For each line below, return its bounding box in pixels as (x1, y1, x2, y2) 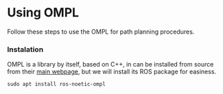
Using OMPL (7, 5, 80, 21)
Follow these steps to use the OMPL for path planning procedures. (7, 27, 195, 36)
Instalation (7, 45, 44, 54)
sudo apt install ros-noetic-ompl (7, 81, 106, 88)
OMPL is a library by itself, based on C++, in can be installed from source (7, 60, 214, 69)
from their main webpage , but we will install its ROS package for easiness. (7, 67, 217, 76)
